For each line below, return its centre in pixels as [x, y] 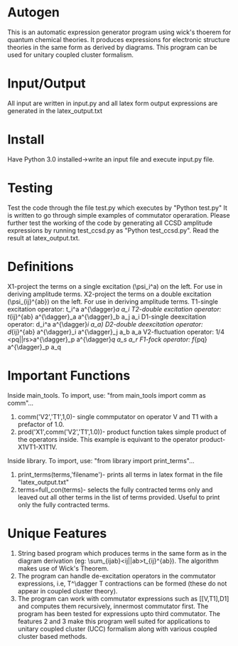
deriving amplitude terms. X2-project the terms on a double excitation [109, 294]
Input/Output [47, 84]
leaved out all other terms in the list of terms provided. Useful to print [119, 497]
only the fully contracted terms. [64, 504]
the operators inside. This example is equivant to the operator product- [121, 439]
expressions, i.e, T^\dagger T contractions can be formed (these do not [122, 583]
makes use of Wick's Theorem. [63, 568]
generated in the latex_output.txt [55, 110]
